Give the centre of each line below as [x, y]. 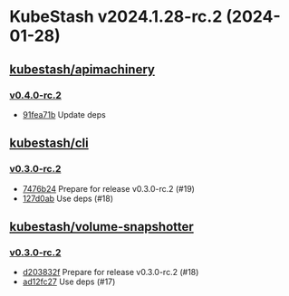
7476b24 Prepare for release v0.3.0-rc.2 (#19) [108, 188]
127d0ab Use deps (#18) [68, 198]
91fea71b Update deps [64, 114]
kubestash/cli [49, 143]
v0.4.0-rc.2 [35, 95]
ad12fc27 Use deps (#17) [69, 282]
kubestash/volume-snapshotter [102, 227]
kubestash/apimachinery [82, 69]
